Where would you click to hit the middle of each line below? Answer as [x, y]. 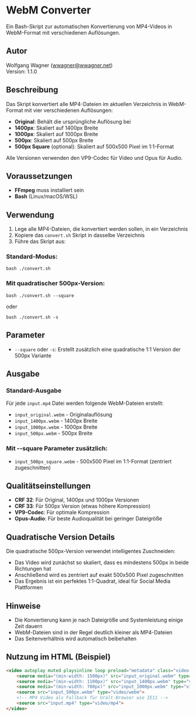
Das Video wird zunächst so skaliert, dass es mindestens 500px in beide [101, 562]
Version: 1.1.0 [22, 71]
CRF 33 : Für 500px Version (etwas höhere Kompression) [82, 506]
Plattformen [29, 588]
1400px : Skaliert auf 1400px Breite [56, 128]
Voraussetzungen [39, 176]
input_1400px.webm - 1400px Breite [56, 421]
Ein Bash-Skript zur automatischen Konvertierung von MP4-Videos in [89, 26]
